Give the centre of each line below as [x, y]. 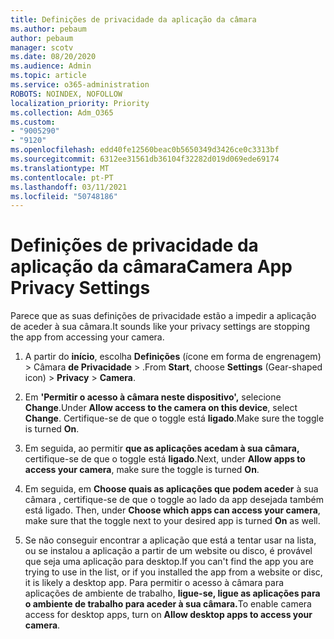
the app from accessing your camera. [87, 337]
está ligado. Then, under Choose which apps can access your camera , [172, 510]
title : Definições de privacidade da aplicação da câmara [133, 19]
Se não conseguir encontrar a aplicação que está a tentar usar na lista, [170, 540]
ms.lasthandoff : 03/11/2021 [69, 187]
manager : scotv [42, 47]
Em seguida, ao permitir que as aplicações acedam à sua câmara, [162, 448]
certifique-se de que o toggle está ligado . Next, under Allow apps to [165, 459]
